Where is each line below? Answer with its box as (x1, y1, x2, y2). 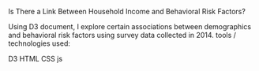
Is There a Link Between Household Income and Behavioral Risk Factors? (8, 7, 246, 16)
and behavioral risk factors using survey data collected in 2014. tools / (8, 31, 237, 39)
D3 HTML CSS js (8, 54, 63, 63)
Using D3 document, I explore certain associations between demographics (8, 22, 251, 31)
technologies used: (8, 39, 71, 48)
